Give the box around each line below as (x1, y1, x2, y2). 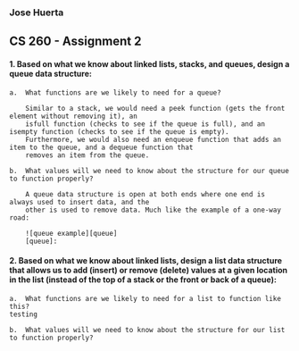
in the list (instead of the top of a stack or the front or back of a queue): (9, 274, 277, 285)
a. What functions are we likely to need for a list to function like (9, 294, 281, 303)
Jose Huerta (9, 6, 64, 19)
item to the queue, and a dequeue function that (9, 143, 194, 152)
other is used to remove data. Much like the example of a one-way (25, 205, 281, 214)
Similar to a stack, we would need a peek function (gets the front (25, 104, 286, 113)
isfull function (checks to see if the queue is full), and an (25, 119, 266, 129)
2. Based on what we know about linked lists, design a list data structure (9, 255, 283, 266)
